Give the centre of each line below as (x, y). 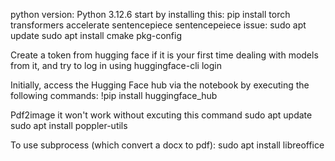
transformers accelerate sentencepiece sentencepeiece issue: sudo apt (158, 25)
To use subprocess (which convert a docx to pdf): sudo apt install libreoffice (167, 145)
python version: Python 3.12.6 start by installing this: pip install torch (150, 14)
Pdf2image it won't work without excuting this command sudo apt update (161, 115)
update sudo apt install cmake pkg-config (96, 35)
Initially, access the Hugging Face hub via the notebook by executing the (160, 85)
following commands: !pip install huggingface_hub (114, 95)
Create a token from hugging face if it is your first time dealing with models (164, 55)
